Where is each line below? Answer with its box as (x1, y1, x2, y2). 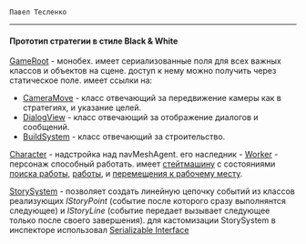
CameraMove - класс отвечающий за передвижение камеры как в (22, 93, 282, 104)
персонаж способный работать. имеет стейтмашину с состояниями (9, 158, 276, 169)
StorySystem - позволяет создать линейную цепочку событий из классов (9, 186, 296, 197)
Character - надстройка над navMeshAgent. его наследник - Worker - (9, 149, 279, 160)
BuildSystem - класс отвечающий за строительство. (22, 131, 226, 142)
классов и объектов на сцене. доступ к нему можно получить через (9, 66, 277, 76)
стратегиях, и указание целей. (22, 102, 142, 113)
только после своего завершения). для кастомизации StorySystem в (9, 215, 276, 226)
